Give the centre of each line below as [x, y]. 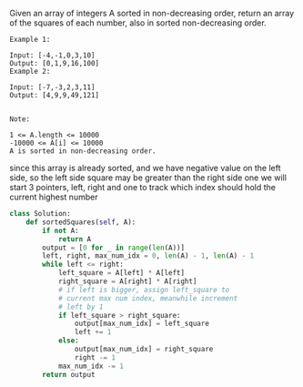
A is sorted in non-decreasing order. [83, 151]
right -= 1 [95, 357]
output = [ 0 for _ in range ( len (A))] [113, 248]
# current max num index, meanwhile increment [148, 298]
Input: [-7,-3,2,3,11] [52, 87]
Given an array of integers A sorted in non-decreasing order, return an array [152, 13]
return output [69, 374]
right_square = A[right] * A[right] [127, 281]
